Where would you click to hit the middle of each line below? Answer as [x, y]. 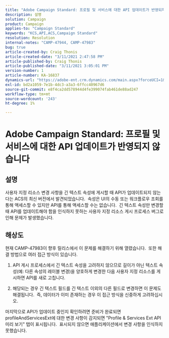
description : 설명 [23, 15]
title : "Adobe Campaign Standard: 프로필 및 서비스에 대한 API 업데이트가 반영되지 [85, 10]
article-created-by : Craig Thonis [41, 52]
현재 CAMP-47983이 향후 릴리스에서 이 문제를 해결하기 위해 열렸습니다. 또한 [81, 248]
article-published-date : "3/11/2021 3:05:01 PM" [57, 66]
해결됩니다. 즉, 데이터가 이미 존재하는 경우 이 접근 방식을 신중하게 [77, 294]
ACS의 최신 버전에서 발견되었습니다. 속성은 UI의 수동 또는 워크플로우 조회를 [89, 199]
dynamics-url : [20, 80]
